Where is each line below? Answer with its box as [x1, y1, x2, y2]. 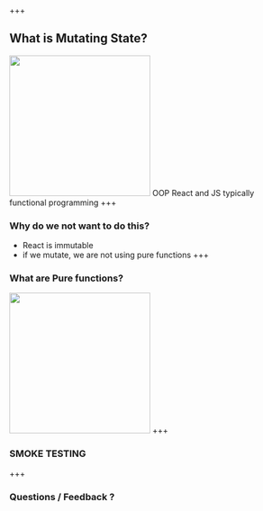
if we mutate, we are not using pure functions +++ [22, 249, 210, 261]
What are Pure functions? [9, 272, 124, 284]
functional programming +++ [9, 197, 117, 208]
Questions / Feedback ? [9, 490, 115, 503]
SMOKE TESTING [9, 447, 86, 460]
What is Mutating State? [9, 31, 148, 46]
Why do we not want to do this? [9, 220, 150, 232]
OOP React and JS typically [151, 187, 255, 198]
